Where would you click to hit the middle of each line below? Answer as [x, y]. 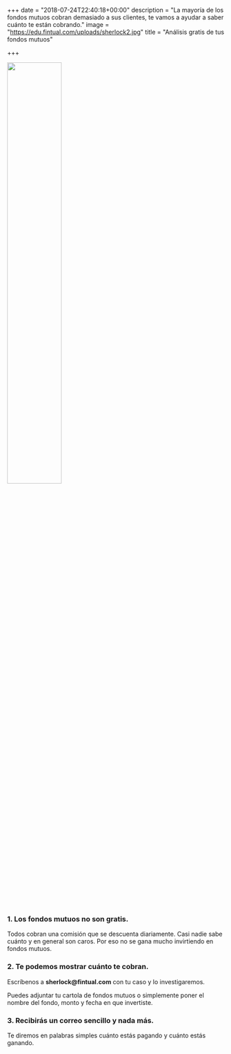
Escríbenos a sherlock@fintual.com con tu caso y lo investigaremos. [106, 981]
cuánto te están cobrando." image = [58, 25]
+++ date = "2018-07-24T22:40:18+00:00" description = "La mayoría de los [115, 10]
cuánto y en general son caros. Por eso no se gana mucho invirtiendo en [110, 941]
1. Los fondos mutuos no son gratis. [68, 919]
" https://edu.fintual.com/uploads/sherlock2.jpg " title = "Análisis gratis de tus [116, 32]
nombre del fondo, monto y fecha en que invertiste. [80, 1002]
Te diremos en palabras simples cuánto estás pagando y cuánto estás [107, 1035]
